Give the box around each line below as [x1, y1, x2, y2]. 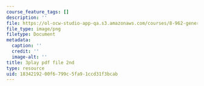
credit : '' [12, 48, 39, 55]
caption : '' [12, 43, 42, 49]
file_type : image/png [6, 25, 61, 32]
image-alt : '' [12, 54, 47, 60]
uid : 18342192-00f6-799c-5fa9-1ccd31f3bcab [6, 71, 118, 77]
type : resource [6, 65, 45, 71]
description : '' [6, 15, 47, 21]
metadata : [6, 37, 32, 43]
